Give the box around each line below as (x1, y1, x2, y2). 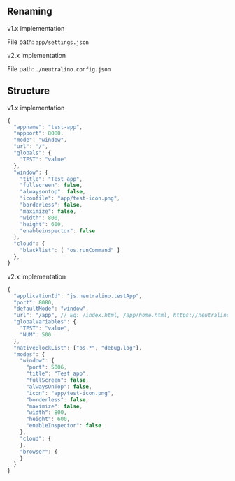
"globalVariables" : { (13, 318, 77, 325)
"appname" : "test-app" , (13, 124, 83, 131)
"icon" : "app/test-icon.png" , (25, 390, 114, 397)
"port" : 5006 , (25, 364, 68, 371)
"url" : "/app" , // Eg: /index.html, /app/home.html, (13, 312, 171, 319)
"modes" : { (13, 350, 45, 358)
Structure (7, 85, 50, 97)
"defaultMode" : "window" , (13, 305, 90, 313)
